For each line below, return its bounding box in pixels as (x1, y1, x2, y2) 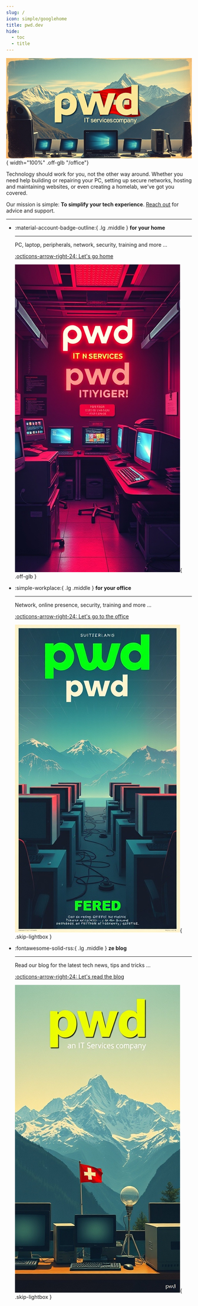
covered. (6, 189, 28, 196)
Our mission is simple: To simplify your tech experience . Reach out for (6, 201, 179, 208)
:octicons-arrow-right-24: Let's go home (14, 253, 114, 260)
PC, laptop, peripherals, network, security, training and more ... (14, 241, 168, 249)
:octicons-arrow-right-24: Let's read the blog (14, 973, 125, 981)
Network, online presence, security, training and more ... (14, 601, 152, 609)
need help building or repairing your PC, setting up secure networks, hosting (6, 177, 192, 184)
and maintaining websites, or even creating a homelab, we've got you (6, 183, 175, 191)
